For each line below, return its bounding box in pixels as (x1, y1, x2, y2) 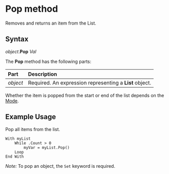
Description (28, 70, 57, 77)
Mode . (5, 98, 19, 104)
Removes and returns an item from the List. (5, 20, 96, 26)
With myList (5, 136, 31, 141)
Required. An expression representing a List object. (28, 79, 152, 86)
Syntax (5, 35, 29, 43)
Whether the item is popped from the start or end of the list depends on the (5, 92, 164, 98)
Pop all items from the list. (5, 126, 60, 132)
